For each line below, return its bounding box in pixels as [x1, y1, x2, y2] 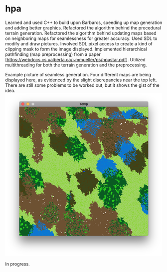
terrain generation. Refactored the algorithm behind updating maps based [5, 30, 157, 36]
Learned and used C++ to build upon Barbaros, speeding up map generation [5, 19, 163, 25]
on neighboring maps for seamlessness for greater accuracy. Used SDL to [5, 35, 158, 41]
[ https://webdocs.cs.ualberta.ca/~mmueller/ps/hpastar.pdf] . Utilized [5, 56, 146, 62]
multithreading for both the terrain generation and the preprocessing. [5, 62, 147, 68]
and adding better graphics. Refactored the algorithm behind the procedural [5, 24, 161, 30]
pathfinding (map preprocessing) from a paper [5, 51, 101, 57]
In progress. [5, 261, 30, 267]
